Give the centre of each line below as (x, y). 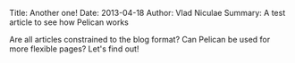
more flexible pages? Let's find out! (74, 49)
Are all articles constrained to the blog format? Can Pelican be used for (140, 39)
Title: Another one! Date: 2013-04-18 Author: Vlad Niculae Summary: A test (147, 13)
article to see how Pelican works (69, 22)
